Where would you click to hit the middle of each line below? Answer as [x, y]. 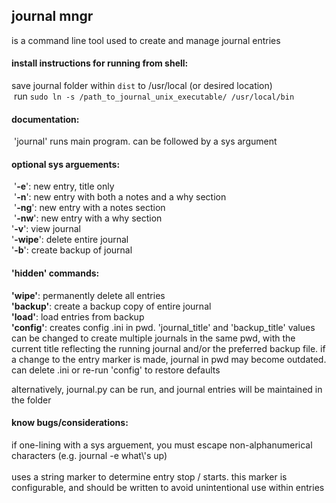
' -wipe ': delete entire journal [70, 240]
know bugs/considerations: [70, 423]
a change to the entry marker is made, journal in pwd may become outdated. [169, 359]
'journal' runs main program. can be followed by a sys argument [145, 141]
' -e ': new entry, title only [64, 186]
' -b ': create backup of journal [72, 250]
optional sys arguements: [66, 164]
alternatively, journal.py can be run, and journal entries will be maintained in [167, 389]
